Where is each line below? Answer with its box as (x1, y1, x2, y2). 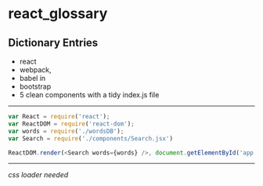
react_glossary (8, 5, 108, 23)
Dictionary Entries (8, 36, 99, 49)
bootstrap (19, 82, 52, 91)
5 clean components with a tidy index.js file (19, 90, 160, 99)
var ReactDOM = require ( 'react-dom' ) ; (8, 119, 135, 128)
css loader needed (8, 170, 69, 180)
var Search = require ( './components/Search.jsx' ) (8, 134, 174, 142)
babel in (19, 74, 46, 82)
